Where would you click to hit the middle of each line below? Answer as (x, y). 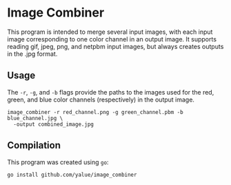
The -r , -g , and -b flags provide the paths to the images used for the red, (111, 92)
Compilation (34, 145)
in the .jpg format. (32, 54)
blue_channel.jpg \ (35, 118)
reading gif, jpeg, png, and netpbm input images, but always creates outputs (115, 46)
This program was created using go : (58, 162)
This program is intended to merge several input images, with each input (110, 32)
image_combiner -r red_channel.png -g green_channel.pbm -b (96, 112)
